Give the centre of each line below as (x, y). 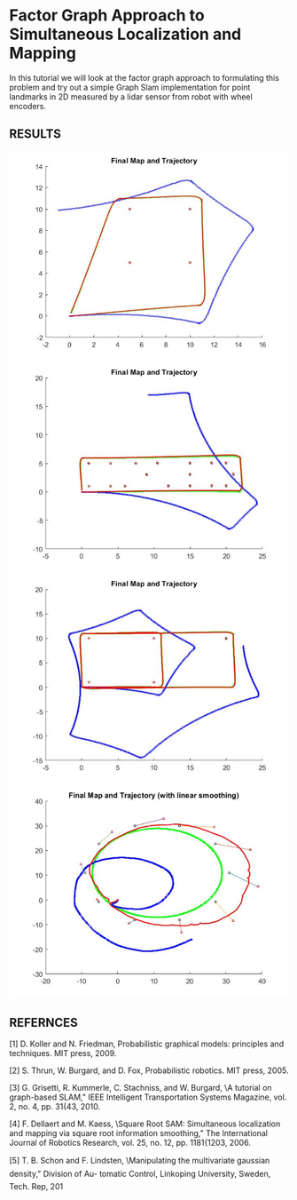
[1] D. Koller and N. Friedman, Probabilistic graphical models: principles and (147, 1044)
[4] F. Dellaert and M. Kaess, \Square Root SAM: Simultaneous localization (145, 1124)
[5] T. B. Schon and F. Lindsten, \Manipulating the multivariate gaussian (140, 1160)
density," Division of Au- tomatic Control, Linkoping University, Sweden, (140, 1173)
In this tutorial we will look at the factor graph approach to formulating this (144, 77)
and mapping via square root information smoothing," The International (139, 1132)
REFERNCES (43, 1022)
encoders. (28, 106)
